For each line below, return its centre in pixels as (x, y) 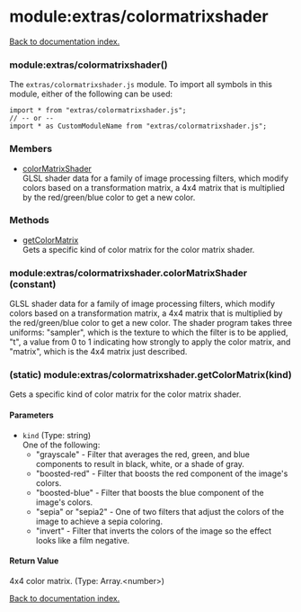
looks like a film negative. (83, 540)
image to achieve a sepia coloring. (99, 521)
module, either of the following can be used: (91, 94)
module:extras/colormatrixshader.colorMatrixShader (128, 273)
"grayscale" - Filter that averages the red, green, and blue (142, 454)
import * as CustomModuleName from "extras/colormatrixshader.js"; (138, 126)
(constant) (33, 283)
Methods (29, 220)
